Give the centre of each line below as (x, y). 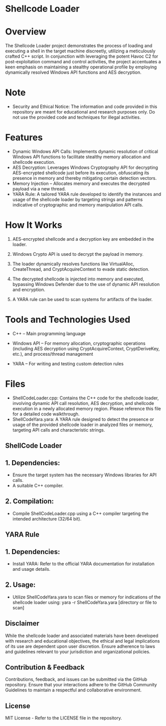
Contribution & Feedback (45, 667)
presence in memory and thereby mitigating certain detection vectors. (84, 178)
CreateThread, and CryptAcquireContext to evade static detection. (81, 269)
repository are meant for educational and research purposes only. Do (83, 112)
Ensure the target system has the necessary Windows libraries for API (84, 475)
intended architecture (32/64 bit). (47, 518)
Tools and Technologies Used (68, 320)
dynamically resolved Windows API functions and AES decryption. (73, 72)
